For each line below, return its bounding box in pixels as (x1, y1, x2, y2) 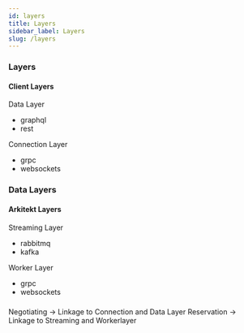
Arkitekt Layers (8, 204, 62, 214)
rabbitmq (19, 238, 51, 248)
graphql (19, 115, 47, 125)
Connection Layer (8, 140, 68, 149)
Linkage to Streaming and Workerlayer (8, 316, 137, 326)
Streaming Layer (8, 223, 63, 232)
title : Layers (8, 19, 57, 28)
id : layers (8, 11, 45, 20)
